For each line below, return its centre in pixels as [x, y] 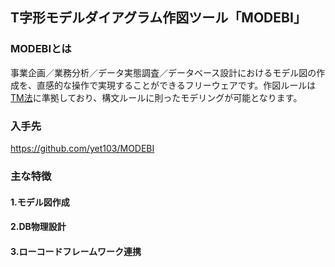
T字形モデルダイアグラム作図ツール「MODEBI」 [158, 18]
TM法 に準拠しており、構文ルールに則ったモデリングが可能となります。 [156, 97]
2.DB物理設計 [38, 227]
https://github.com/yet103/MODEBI [82, 148]
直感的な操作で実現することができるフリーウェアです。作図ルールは [176, 85]
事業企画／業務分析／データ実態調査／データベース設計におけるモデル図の [163, 72]
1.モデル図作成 [40, 202]
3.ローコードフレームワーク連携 [76, 251]
